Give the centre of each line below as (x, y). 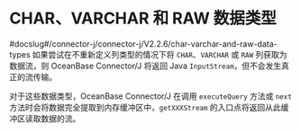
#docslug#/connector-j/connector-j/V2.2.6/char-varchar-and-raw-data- (143, 44)
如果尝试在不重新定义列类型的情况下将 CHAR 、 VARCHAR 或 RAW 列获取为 (160, 54)
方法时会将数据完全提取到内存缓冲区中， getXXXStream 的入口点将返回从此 (145, 107)
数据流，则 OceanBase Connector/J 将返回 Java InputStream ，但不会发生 (146, 66)
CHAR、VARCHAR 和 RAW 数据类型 (143, 18)
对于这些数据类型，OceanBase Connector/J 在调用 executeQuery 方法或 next (151, 96)
